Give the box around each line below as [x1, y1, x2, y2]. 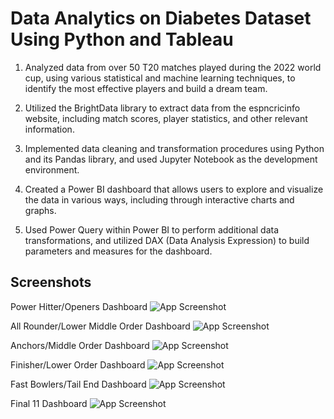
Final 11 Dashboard [10, 397, 88, 409]
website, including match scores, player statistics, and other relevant [24, 112, 308, 124]
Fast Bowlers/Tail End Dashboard [10, 378, 147, 390]
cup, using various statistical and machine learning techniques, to [24, 72, 296, 84]
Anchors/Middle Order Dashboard [10, 339, 150, 351]
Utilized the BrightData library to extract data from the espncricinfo [24, 102, 301, 114]
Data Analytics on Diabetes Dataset [10, 7, 312, 30]
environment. [24, 163, 80, 176]
